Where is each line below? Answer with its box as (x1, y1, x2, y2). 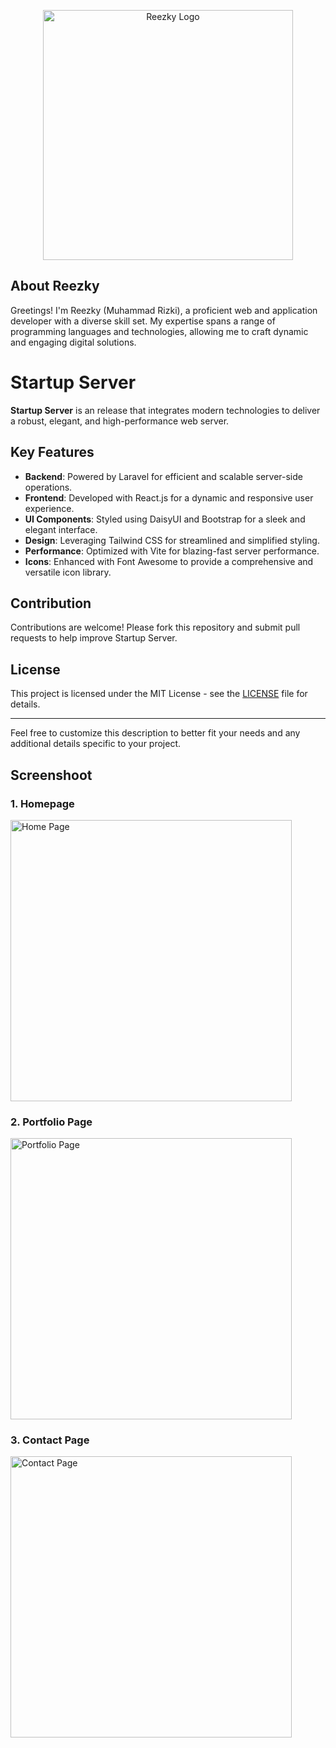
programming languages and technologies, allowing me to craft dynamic (10, 325, 309, 337)
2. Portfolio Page (10, 1115, 93, 1129)
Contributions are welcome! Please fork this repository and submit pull (10, 621, 301, 634)
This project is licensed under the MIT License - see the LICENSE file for (10, 688, 308, 700)
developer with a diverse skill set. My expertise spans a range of (10, 315, 276, 327)
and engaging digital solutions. (10, 336, 137, 348)
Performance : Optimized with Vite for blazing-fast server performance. (24, 545, 320, 557)
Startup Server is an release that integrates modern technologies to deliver (10, 404, 321, 416)
